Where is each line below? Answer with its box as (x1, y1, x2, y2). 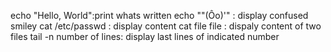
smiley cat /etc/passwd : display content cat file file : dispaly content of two (10, 20, 322, 32)
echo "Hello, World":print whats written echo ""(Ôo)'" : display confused (10, 10, 309, 21)
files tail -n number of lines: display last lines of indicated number (10, 31, 280, 42)
